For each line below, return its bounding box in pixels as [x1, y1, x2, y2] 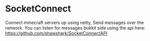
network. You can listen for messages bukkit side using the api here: [5, 24, 146, 30]
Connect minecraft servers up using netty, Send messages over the [5, 19, 144, 25]
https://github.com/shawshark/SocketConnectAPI [5, 30, 108, 36]
